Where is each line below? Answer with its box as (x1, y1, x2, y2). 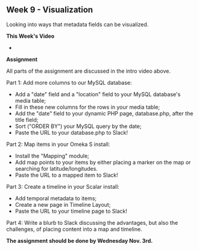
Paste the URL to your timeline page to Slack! (14, 207, 128, 215)
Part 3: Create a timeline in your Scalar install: (6, 183, 119, 190)
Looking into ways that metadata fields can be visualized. (6, 20, 149, 28)
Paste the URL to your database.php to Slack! (14, 129, 128, 136)
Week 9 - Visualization (6, 5, 93, 15)
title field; (14, 116, 39, 123)
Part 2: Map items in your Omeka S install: (6, 141, 110, 148)
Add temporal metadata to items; (14, 195, 97, 202)
